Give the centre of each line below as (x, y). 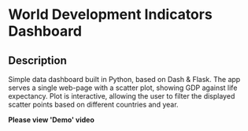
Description (37, 60)
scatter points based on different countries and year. (93, 105)
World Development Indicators (110, 15)
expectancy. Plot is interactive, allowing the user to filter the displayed (122, 96)
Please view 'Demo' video (51, 120)
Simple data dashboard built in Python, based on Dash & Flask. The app (124, 79)
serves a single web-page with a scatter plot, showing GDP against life (123, 88)
